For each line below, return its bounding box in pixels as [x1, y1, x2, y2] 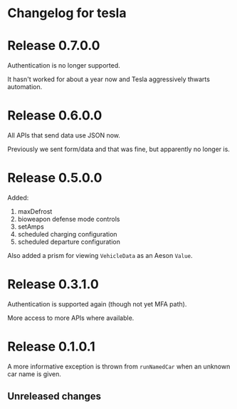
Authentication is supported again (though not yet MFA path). [7, 299, 187, 308]
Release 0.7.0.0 [7, 38, 101, 54]
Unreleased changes [7, 390, 102, 403]
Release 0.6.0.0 [7, 108, 102, 124]
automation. [7, 83, 43, 91]
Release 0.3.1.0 [7, 276, 100, 293]
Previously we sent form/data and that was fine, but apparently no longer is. [7, 145, 230, 154]
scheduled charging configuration [17, 230, 117, 238]
